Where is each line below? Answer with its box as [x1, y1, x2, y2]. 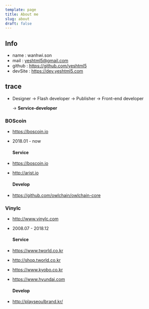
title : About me [5, 12, 38, 17]
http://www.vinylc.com [12, 216, 59, 222]
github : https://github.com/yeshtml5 [12, 63, 87, 69]
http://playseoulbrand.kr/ [12, 299, 63, 305]
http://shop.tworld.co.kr [12, 257, 61, 263]
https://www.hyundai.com [12, 276, 65, 282]
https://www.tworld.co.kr [12, 248, 63, 254]
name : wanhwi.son [12, 52, 52, 58]
